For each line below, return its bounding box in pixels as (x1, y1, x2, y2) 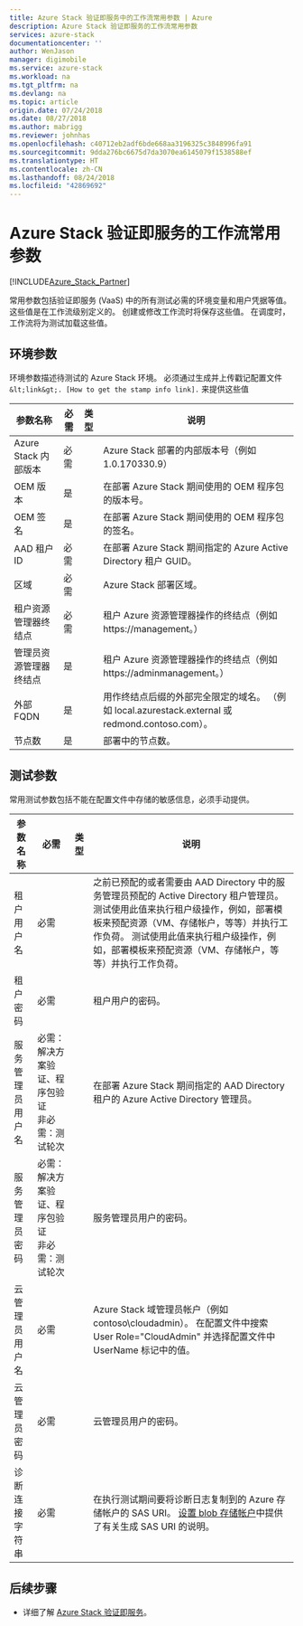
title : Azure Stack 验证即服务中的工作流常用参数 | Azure (9, 13, 213, 23)
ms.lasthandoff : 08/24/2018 (9, 173, 115, 182)
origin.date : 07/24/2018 (9, 106, 103, 115)
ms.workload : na (9, 72, 70, 81)
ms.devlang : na (9, 89, 67, 98)
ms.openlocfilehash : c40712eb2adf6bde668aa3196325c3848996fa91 (9, 139, 252, 148)
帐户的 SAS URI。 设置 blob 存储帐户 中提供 (102, 1507, 284, 1519)
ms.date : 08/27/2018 (9, 114, 87, 123)
